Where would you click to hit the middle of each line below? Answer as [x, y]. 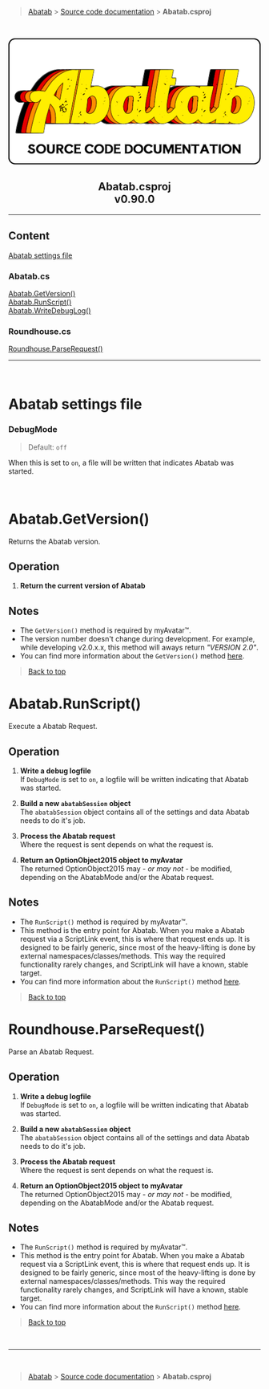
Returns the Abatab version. [54, 541]
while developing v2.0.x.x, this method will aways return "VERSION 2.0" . [139, 648]
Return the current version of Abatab [82, 586]
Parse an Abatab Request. [51, 1052]
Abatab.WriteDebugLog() [50, 310]
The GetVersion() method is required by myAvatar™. [105, 630]
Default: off [47, 447]
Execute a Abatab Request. [53, 727]
